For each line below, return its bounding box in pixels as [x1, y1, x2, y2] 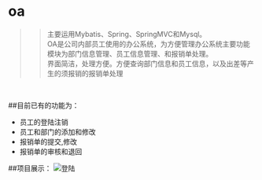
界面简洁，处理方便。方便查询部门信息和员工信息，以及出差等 [46, 58, 248, 68]
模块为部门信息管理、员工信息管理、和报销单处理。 [46, 49, 213, 58]
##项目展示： [8, 163, 52, 173]
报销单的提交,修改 [19, 137, 77, 146]
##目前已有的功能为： [8, 101, 79, 110]
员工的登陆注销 [19, 117, 68, 127]
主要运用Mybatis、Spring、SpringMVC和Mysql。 [46, 29, 207, 39]
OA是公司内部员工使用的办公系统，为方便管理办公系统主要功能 [46, 39, 250, 49]
